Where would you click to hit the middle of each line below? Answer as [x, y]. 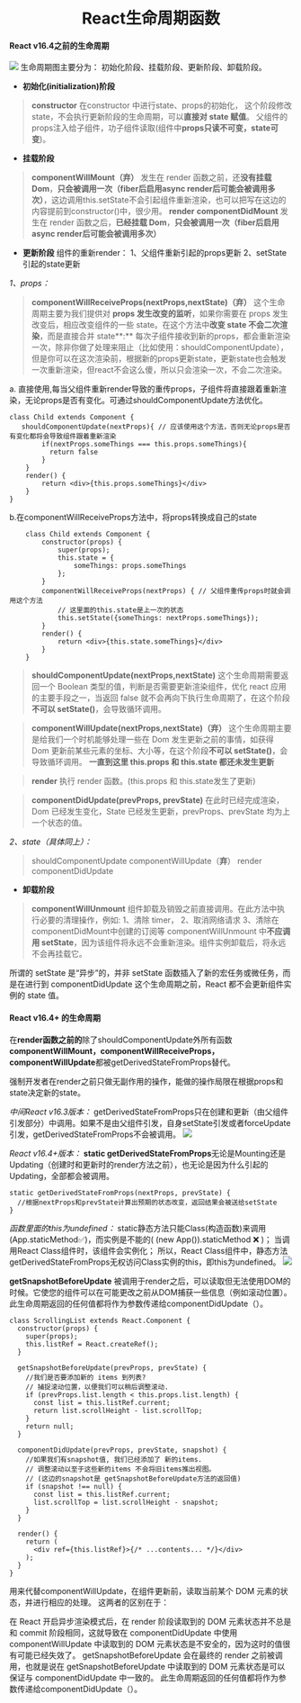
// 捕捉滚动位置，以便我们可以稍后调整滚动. [97, 1387]
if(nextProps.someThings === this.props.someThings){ [144, 445]
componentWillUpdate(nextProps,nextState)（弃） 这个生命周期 [154, 728]
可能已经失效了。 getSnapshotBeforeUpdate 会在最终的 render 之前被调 [150, 1655]
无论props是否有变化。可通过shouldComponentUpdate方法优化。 [146, 401]
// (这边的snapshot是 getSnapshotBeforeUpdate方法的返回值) [133, 1478]
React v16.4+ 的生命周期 [55, 1017]
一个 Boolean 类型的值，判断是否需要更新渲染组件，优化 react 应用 [163, 687]
